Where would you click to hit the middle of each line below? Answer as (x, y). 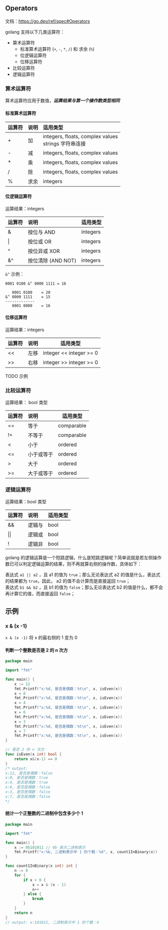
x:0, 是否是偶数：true (27, 778)
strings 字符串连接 (64, 144)
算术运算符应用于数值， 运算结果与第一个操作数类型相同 (62, 101)
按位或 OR (40, 241)
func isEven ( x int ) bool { (33, 755)
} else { (32, 894)
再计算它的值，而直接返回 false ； (40, 594)
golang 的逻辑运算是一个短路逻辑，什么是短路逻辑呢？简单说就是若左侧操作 (83, 558)
